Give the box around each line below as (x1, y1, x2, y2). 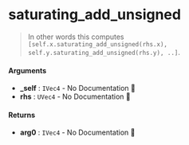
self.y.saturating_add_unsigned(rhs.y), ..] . (27, 47, 181, 57)
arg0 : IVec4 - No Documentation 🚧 (19, 127, 136, 137)
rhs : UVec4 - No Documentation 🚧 (19, 92, 131, 101)
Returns (8, 110, 36, 120)
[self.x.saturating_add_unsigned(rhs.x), (27, 40, 167, 49)
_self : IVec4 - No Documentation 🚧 (19, 84, 136, 93)
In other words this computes (27, 32, 125, 41)
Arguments (8, 65, 47, 75)
